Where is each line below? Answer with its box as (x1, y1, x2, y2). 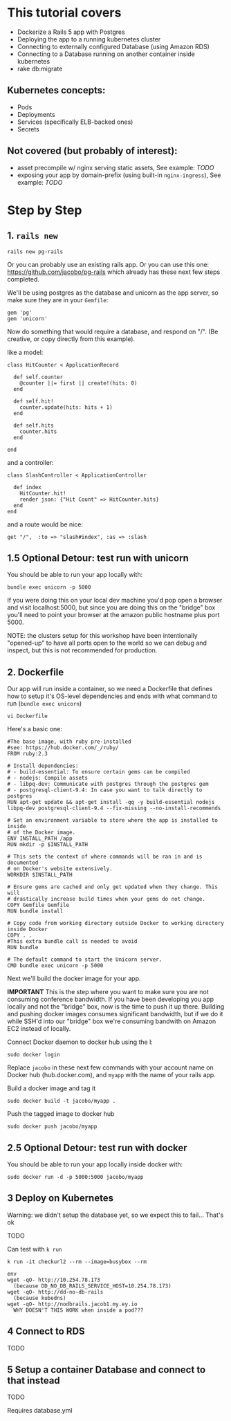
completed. (7, 275, 39, 283)
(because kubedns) (13, 1294, 67, 1301)
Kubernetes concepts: (7, 84, 106, 96)
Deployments (17, 110, 55, 118)
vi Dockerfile (7, 713, 48, 720)
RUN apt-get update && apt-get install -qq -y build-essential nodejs (7, 799, 215, 806)
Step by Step (7, 202, 82, 218)
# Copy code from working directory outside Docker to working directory (7, 920, 225, 927)
